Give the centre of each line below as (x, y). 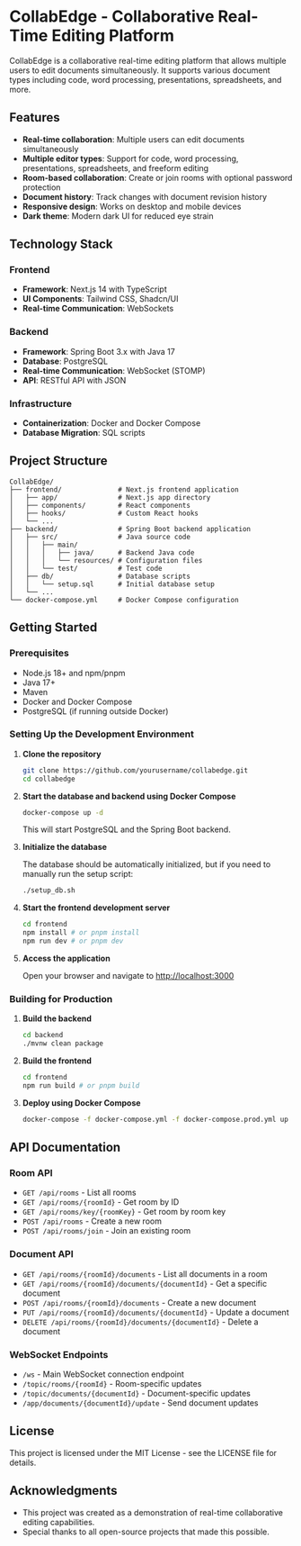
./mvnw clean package (62, 1044)
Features (35, 118)
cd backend (43, 1035)
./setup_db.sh (49, 891)
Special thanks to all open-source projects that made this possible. (146, 1532)
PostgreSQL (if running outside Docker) (95, 711)
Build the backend (57, 1018)
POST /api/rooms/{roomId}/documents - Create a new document (139, 1302)
